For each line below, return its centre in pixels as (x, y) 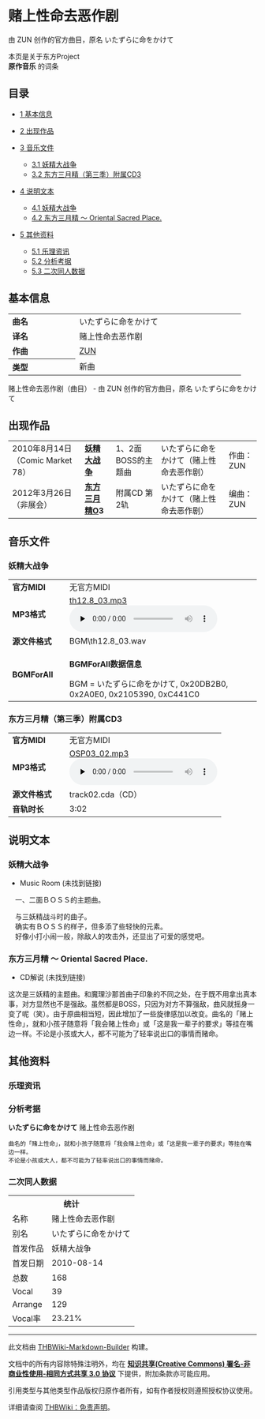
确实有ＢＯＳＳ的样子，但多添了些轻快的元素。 (91, 927)
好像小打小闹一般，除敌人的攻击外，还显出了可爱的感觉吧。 (112, 937)
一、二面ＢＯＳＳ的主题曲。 (60, 900)
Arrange (27, 1305)
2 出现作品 (37, 130)
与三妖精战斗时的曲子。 (53, 917)
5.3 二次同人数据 (58, 271)
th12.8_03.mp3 (99, 600)
